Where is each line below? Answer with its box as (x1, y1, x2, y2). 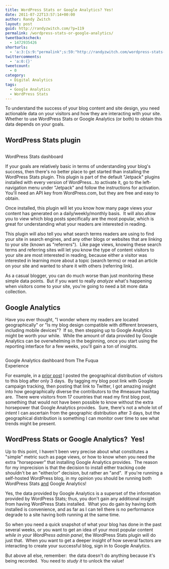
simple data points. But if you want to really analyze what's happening (5, 278, 152, 284)
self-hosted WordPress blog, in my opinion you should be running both (5, 475, 152, 481)
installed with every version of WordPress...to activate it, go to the (5, 179, 142, 185)
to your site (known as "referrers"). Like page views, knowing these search (5, 242, 162, 248)
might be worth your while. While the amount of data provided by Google (5, 333, 157, 338)
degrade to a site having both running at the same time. (5, 511, 120, 518)
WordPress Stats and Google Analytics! (5, 481, 87, 487)
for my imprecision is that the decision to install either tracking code (5, 464, 146, 470)
